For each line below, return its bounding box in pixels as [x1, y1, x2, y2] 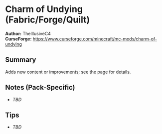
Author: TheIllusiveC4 [5, 30, 51, 36]
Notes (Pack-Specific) [5, 83, 75, 92]
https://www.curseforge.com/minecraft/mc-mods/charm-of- [32, 36, 158, 42]
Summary [5, 56, 36, 64]
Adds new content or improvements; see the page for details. [5, 69, 131, 75]
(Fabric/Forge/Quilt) [5, 14, 90, 25]
